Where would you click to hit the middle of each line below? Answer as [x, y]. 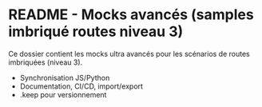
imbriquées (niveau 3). [46, 62]
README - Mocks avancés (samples [131, 15]
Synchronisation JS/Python [65, 77]
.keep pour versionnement [63, 94]
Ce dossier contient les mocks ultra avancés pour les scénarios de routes [129, 53]
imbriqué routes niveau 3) [96, 32]
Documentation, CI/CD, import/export [81, 86]
